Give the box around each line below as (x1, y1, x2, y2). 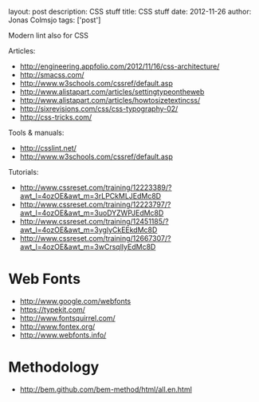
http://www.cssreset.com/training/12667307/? (19, 234, 171, 242)
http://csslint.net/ (19, 144, 77, 152)
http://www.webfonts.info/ (19, 330, 107, 340)
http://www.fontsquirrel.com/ (19, 313, 116, 322)
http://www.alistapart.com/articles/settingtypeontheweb (19, 87, 205, 97)
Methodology (8, 358, 100, 376)
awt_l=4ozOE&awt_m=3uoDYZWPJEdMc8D (19, 208, 164, 218)
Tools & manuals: (8, 128, 65, 137)
